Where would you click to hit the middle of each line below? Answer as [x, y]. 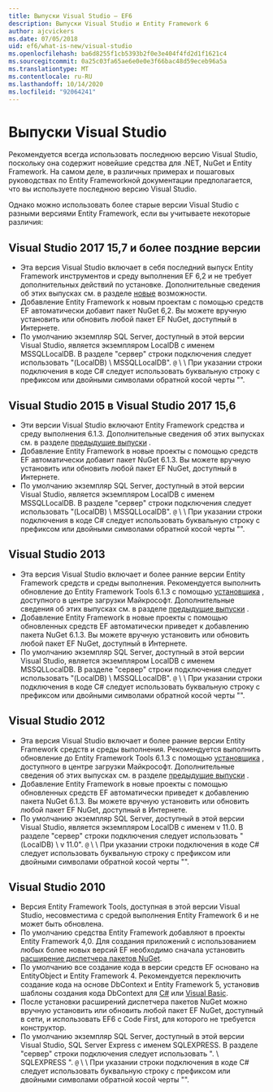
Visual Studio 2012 [57, 721]
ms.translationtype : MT [49, 69]
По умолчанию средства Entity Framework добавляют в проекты [132, 932]
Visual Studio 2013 [57, 555]
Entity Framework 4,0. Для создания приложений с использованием [138, 941]
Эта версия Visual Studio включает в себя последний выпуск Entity [136, 268]
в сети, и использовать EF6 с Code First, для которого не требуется [138, 1020]
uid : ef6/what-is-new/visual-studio [70, 46]
